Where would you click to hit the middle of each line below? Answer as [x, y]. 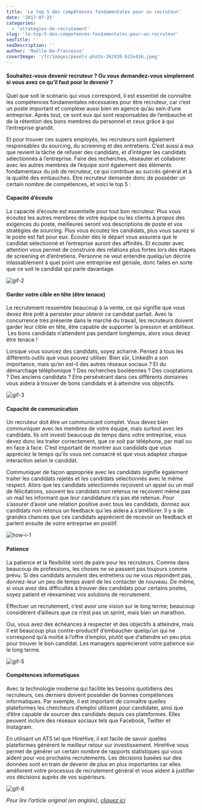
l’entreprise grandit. [30, 128]
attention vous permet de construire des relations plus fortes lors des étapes [101, 250]
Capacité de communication [42, 409]
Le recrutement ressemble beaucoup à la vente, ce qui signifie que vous [96, 308]
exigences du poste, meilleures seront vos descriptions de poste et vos [94, 224]
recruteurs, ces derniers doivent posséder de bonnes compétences [90, 695]
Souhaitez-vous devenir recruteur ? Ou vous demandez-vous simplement [100, 76]
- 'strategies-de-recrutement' [51, 29]
